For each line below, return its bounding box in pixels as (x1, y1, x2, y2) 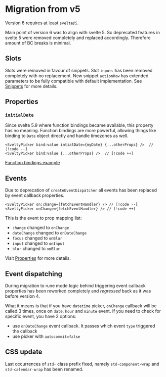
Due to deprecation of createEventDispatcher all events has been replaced (5, 187, 157, 193)
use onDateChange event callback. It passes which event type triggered (12, 323, 156, 329)
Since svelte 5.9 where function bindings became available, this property (5, 122, 154, 128)
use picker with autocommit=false (12, 333, 81, 339)
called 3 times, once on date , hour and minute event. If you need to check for (5, 308, 161, 314)
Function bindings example (5, 160, 60, 166)
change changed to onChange (12, 225, 69, 231)
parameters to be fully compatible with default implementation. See (5, 78, 142, 84)
